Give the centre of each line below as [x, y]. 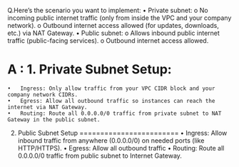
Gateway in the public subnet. [54, 120]
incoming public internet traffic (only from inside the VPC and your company [119, 18]
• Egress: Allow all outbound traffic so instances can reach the [111, 101]
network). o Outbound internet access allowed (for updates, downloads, [113, 25]
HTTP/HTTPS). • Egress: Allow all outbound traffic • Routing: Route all [121, 148]
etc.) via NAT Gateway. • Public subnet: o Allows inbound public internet [113, 33]
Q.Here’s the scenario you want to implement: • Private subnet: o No [108, 10]
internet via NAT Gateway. [47, 107]
